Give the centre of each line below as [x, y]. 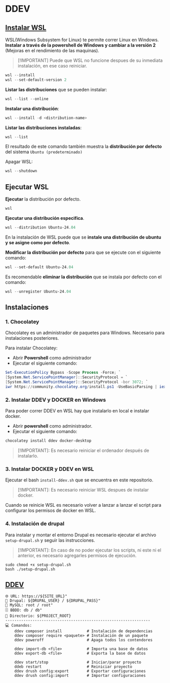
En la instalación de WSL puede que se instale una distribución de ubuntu [83, 237]
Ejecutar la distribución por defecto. [43, 199]
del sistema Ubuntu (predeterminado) [44, 152]
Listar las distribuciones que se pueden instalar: [56, 89]
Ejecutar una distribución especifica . [45, 218]
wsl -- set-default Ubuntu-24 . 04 [39, 267]
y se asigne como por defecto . [38, 242]
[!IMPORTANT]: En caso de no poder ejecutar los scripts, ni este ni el [89, 550]
